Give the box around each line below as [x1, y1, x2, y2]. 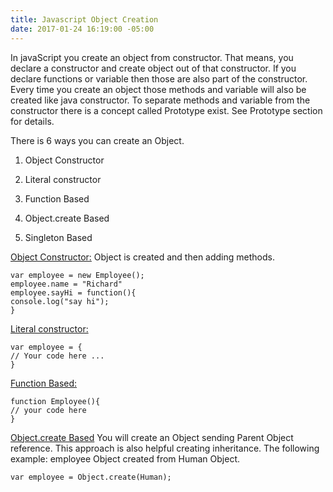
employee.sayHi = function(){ [10, 287, 137, 298]
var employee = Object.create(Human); [10, 472, 172, 482]
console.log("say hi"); [10, 296, 110, 306]
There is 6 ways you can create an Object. [10, 134, 185, 146]
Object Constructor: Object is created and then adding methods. [10, 251, 275, 263]
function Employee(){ [10, 396, 101, 406]
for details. [10, 115, 55, 127]
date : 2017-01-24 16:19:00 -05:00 [10, 24, 155, 34]
